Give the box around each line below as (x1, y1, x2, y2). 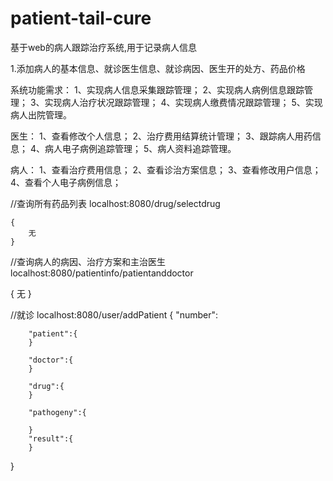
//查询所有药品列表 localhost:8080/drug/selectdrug (10, 197, 221, 209)
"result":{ (28, 433, 74, 444)
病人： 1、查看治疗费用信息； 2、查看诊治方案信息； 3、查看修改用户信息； (10, 163, 322, 176)
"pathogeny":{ (28, 407, 87, 417)
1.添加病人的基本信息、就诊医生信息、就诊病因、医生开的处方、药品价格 (10, 62, 306, 74)
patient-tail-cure (10, 7, 152, 30)
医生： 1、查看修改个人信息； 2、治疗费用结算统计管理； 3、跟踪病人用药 (10, 130, 313, 142)
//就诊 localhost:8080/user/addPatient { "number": (10, 308, 219, 321)
